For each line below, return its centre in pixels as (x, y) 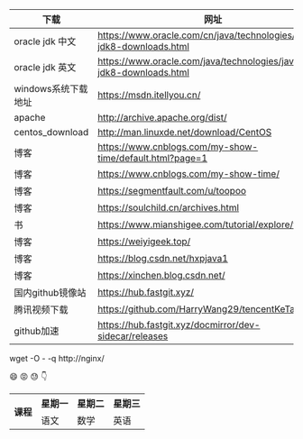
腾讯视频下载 (41, 310)
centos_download (51, 132)
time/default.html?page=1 (153, 158)
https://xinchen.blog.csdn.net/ (161, 275)
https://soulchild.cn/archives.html (169, 208)
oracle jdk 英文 (45, 67)
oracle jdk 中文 (45, 41)
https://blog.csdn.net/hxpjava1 (163, 258)
